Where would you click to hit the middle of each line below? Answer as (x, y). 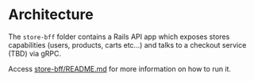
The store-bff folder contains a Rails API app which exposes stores (119, 37)
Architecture (51, 15)
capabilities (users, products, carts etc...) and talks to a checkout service (127, 44)
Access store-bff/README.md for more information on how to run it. (120, 68)
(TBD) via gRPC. (35, 53)
